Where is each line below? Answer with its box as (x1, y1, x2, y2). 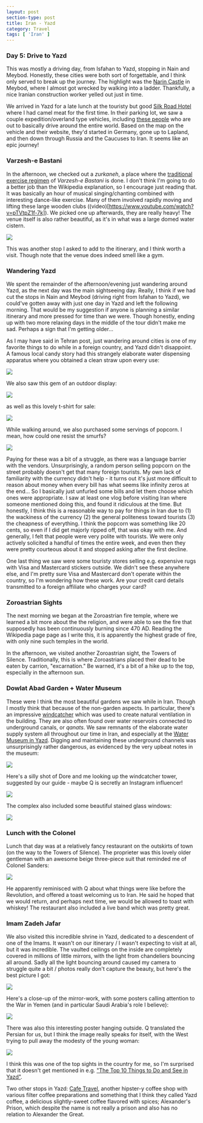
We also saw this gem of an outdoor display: (6, 380, 117, 387)
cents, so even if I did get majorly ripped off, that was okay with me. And (6, 526, 187, 534)
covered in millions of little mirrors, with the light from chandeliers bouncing (6, 953, 195, 960)
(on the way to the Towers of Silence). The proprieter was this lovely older (6, 848, 191, 856)
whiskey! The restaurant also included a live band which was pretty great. (6, 904, 190, 911)
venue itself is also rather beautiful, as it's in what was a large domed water (6, 215, 195, 223)
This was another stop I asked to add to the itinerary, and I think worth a (6, 245, 186, 252)
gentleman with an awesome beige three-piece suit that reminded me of (6, 855, 187, 862)
